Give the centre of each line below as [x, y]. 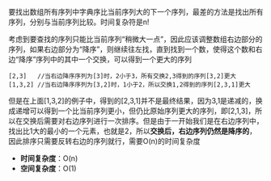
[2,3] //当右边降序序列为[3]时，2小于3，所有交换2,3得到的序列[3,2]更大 [123, 76]
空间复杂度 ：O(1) [48, 168]
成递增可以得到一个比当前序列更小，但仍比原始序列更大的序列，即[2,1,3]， [132, 111]
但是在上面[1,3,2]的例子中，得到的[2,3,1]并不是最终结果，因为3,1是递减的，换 [135, 101]
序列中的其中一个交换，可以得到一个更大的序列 [114, 59]
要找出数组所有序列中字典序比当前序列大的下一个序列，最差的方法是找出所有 [136, 12]
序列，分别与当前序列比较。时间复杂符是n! [79, 22]
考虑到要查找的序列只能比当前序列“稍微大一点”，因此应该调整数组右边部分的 [135, 39]
